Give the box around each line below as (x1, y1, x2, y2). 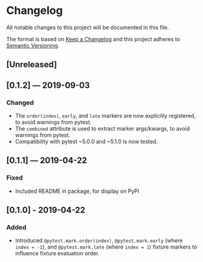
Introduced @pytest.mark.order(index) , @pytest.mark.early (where (15, 237, 183, 244)
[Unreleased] (6, 59, 58, 70)
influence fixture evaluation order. (15, 250, 100, 257)
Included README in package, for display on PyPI (15, 187, 139, 195)
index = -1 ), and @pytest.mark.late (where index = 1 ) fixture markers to (15, 243, 198, 250)
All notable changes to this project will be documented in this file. (6, 24, 170, 31)
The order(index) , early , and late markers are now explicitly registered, (15, 112, 196, 119)
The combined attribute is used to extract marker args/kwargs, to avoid (15, 125, 190, 132)
